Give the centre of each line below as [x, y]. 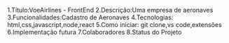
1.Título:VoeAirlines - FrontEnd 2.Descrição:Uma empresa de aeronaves [110, 10]
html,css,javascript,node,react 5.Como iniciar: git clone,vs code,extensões [114, 25]
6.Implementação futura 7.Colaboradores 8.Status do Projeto [95, 32]
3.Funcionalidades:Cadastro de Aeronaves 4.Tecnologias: [90, 17]
